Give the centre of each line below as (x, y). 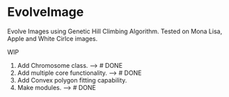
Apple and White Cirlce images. (53, 38)
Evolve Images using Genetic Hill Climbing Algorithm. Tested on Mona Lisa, (115, 31)
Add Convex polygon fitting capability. (72, 80)
